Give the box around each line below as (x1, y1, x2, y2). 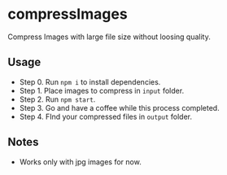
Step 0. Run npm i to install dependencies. (19, 77, 161, 86)
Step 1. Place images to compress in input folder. (19, 85, 185, 95)
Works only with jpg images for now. (19, 156, 142, 167)
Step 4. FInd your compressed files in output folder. (19, 112, 193, 121)
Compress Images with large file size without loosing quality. (7, 32, 211, 42)
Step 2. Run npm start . (19, 94, 96, 104)
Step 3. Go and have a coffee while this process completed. (19, 103, 220, 112)
